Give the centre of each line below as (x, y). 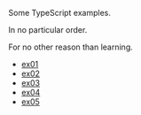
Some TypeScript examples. (60, 13)
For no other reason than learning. (71, 47)
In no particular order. (48, 30)
